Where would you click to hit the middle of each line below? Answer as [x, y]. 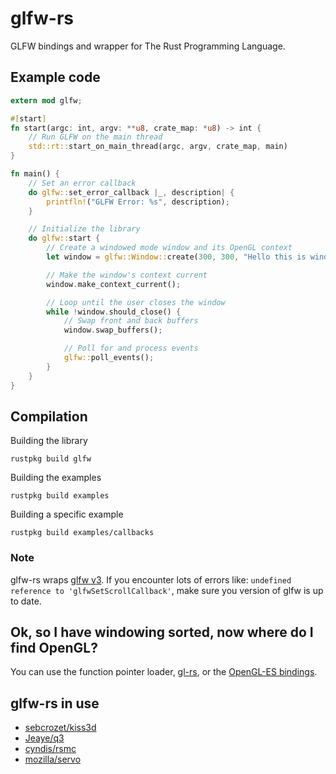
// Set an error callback [82, 183]
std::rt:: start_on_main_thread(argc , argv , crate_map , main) [158, 147]
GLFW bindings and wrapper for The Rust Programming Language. [148, 46]
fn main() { [35, 174]
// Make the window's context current [127, 275]
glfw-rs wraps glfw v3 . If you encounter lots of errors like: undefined [151, 579]
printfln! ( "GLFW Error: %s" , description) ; [138, 202]
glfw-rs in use [55, 703]
